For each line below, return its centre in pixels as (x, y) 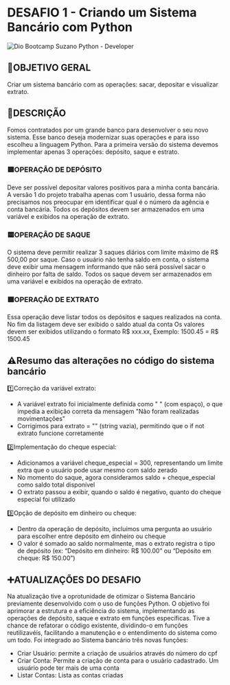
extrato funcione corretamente (60, 433)
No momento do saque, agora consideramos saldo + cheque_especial (116, 478)
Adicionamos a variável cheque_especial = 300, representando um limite (120, 463)
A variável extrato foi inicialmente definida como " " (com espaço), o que (120, 404)
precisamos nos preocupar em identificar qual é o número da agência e (108, 202)
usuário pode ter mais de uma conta (68, 668)
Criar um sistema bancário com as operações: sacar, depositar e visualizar (113, 84)
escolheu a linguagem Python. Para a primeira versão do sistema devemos (113, 144)
